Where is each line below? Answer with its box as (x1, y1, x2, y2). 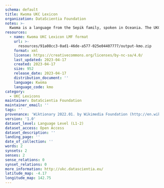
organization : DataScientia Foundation (5, 16, 86, 21)
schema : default (5, 7, 38, 12)
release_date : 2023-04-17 (14, 71, 67, 76)
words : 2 (5, 144, 23, 149)
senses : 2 (5, 153, 25, 158)
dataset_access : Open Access (5, 125, 64, 130)
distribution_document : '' (14, 75, 69, 80)
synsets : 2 (5, 148, 27, 153)
